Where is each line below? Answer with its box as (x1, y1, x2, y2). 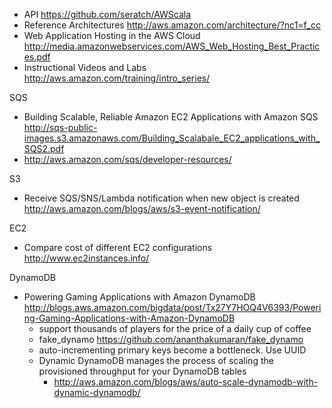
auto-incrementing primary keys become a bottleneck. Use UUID (38, 344, 307, 356)
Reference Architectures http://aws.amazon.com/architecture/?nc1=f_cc (23, 19, 321, 31)
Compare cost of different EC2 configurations (23, 242, 213, 253)
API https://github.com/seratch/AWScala (23, 9, 192, 20)
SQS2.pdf (23, 143, 65, 154)
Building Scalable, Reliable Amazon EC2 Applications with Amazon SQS (23, 111, 319, 123)
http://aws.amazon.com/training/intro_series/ (23, 72, 211, 84)
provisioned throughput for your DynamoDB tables (38, 365, 247, 377)
